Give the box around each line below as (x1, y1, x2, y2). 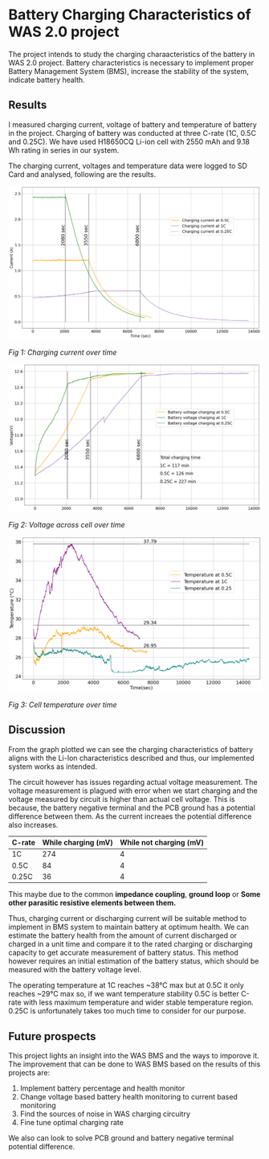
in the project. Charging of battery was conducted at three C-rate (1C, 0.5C (8, 128, 257, 138)
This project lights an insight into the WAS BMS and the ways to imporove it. (8, 1051, 259, 1061)
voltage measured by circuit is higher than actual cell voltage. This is (8, 794, 235, 803)
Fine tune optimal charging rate (19, 1118, 124, 1128)
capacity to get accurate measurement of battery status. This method (8, 947, 238, 958)
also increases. (8, 820, 59, 829)
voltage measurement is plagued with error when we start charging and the (8, 786, 259, 795)
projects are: (8, 1068, 51, 1078)
